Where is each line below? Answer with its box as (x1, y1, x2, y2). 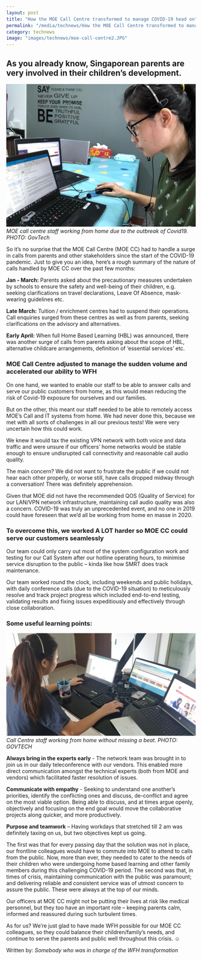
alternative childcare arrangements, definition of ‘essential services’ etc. (6, 345, 185, 352)
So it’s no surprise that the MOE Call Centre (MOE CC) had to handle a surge (6, 246, 195, 253)
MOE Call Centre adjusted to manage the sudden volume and (6, 360, 188, 368)
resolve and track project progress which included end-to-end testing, (6, 591, 181, 599)
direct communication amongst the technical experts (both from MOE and (6, 767, 189, 775)
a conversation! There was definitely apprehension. (6, 480, 133, 488)
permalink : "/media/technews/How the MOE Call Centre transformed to (6, 22, 185, 28)
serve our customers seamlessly (6, 534, 104, 542)
